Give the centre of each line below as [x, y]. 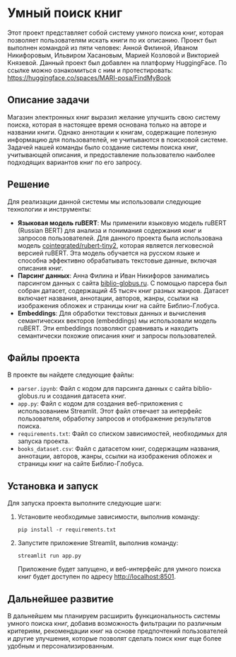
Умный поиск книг [65, 13]
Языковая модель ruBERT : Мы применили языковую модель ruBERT [122, 223]
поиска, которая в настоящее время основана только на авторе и [107, 125]
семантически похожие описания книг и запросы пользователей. [117, 336]
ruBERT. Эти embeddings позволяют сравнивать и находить [108, 328]
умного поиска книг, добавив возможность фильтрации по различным [114, 623]
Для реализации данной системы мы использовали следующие [104, 201]
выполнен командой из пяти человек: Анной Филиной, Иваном [102, 47]
